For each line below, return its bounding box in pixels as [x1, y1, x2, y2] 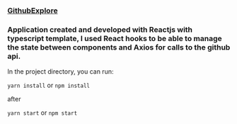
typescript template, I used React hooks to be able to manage [7, 33, 222, 43]
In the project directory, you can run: [7, 67, 114, 76]
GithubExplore [7, 6, 58, 16]
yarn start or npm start [7, 108, 78, 117]
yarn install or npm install [7, 81, 91, 90]
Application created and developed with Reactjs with [7, 24, 193, 34]
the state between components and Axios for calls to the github [7, 42, 231, 52]
